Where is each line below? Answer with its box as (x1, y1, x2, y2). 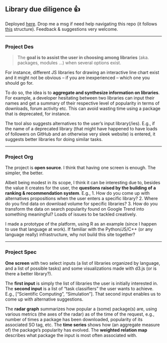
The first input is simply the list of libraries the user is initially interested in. (5, 280, 158, 286)
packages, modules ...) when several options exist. (17, 60, 121, 66)
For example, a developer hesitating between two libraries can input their (5, 95, 155, 101)
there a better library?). (5, 270, 53, 276)
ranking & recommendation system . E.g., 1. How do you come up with (5, 190, 150, 196)
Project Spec (5, 249, 37, 256)
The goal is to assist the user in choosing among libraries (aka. (17, 55, 149, 61)
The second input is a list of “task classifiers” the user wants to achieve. (5, 285, 154, 291)
